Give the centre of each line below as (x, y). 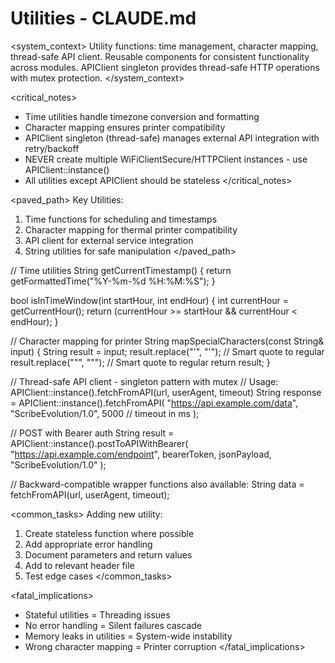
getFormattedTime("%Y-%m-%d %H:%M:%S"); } (113, 281)
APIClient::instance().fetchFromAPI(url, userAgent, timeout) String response (166, 392)
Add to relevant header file (79, 565)
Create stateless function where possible (109, 533)
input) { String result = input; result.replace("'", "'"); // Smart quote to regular (167, 351)
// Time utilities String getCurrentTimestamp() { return (121, 270)
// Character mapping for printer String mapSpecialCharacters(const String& (167, 341)
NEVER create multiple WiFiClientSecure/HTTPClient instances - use (166, 159)
